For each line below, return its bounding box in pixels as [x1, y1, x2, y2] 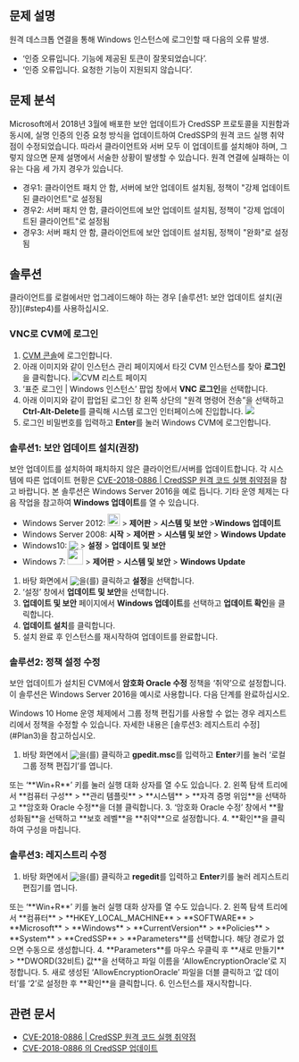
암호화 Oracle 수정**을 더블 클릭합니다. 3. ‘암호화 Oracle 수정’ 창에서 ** [26, 802, 278, 812]
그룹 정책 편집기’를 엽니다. [21, 760, 113, 771]
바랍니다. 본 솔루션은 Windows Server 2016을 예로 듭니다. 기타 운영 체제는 [18, 486, 280, 497]
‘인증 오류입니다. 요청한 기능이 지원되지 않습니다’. [21, 64, 193, 74]
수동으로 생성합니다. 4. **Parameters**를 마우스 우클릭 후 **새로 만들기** [25, 944, 285, 955]
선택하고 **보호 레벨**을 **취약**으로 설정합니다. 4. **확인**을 [47, 813, 270, 824]
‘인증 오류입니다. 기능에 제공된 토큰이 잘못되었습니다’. [21, 53, 207, 64]
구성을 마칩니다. [25, 824, 81, 835]
